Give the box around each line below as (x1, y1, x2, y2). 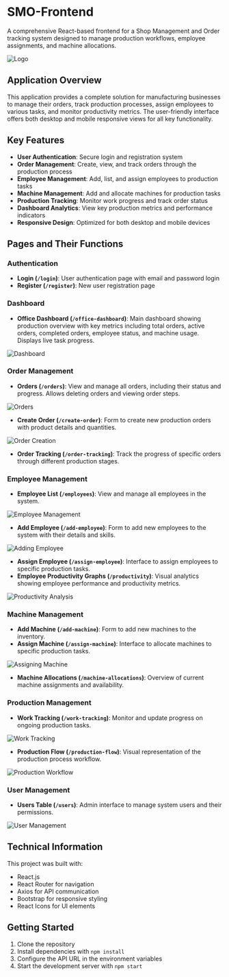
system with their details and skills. (16, 531, 116, 539)
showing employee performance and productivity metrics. (16, 579, 181, 588)
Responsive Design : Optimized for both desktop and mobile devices (16, 218, 211, 226)
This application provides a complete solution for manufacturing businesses (7, 93, 221, 101)
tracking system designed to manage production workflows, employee (7, 34, 206, 42)
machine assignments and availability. (16, 681, 124, 689)
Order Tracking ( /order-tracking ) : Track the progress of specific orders (16, 450, 221, 458)
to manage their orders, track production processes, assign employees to (7, 100, 214, 108)
